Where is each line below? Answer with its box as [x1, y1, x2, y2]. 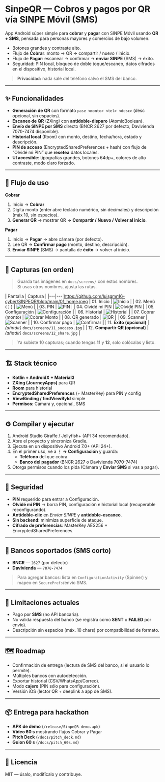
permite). [12, 668, 31, 674]
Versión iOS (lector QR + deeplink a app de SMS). [12, 688, 113, 694]
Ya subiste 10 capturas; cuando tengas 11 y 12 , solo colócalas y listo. [17, 340, 156, 345]
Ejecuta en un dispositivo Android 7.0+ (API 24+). [12, 443, 112, 449]
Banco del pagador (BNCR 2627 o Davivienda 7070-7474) [19, 459, 137, 465]
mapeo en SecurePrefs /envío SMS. [17, 579, 87, 585]
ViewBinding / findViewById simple [12, 396, 86, 402]
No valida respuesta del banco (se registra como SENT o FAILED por [12, 617, 151, 623]
